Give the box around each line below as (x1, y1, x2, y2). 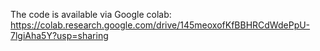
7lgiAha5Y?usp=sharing (10, 30, 109, 41)
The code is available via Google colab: (10, 9, 172, 20)
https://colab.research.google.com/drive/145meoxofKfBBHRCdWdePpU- (10, 19, 311, 31)
